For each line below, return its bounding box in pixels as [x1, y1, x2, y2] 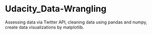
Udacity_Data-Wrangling [5, 3, 106, 14]
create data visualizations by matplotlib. [5, 24, 84, 30]
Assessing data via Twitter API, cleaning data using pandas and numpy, [5, 19, 148, 25]
